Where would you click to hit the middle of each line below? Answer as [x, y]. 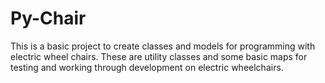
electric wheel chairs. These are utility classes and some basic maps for [159, 56]
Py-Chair [48, 18]
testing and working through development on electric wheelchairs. [147, 67]
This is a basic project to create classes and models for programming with [163, 46]
